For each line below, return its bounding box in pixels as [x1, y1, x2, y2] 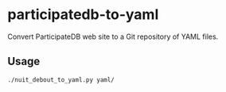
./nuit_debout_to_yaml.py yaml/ [7, 75, 115, 84]
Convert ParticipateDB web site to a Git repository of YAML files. [7, 32, 219, 41]
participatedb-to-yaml [7, 6, 159, 24]
